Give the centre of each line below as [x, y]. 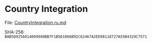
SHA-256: [15, 32]
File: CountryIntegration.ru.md [36, 22]
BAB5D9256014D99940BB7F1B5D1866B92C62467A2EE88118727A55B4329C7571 [76, 37]
